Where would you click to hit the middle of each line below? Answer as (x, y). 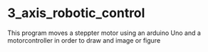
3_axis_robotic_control (76, 13)
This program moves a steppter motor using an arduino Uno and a (104, 33)
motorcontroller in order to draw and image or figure (84, 40)
